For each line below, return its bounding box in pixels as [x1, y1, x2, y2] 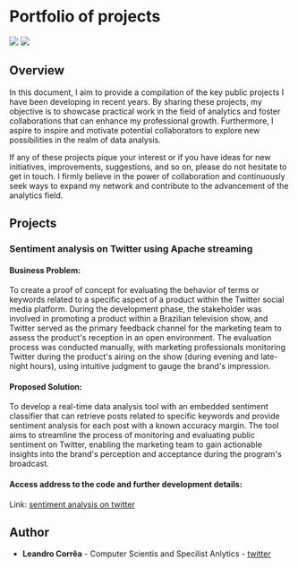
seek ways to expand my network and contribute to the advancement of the [9, 180, 289, 191]
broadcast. [9, 459, 49, 469]
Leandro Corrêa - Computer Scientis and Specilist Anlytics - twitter [21, 548, 271, 559]
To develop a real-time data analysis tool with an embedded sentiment [9, 401, 268, 412]
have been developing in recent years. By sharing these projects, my [9, 96, 262, 107]
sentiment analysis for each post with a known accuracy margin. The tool [9, 420, 279, 431]
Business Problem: [9, 264, 81, 275]
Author [9, 525, 49, 540]
